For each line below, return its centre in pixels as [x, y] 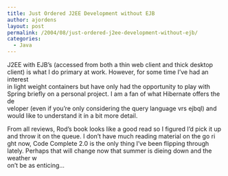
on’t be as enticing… [36, 165]
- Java [23, 45]
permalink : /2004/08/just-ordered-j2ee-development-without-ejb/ [102, 33]
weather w [22, 158]
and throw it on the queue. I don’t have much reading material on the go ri [111, 136]
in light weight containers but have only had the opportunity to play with [109, 87]
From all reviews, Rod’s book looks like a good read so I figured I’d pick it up [114, 129]
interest [18, 79]
